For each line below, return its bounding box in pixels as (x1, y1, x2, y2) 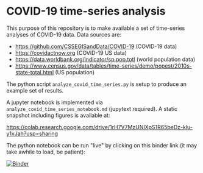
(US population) (54, 68, 95, 76)
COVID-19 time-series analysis (6, 4, 166, 18)
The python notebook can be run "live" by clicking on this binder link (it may (6, 141, 198, 149)
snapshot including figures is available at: (6, 111, 110, 119)
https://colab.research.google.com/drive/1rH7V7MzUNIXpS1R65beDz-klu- (6, 123, 193, 130)
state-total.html (15, 68, 54, 76)
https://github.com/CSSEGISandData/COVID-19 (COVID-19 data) (15, 43, 177, 50)
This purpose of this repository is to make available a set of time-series (6, 24, 185, 32)
